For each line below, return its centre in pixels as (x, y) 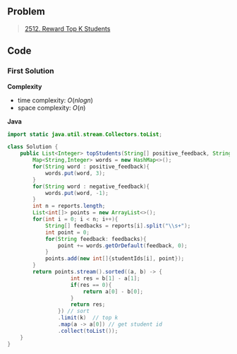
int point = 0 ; (67, 232)
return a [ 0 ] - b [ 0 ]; (113, 291)
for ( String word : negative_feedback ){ (91, 187)
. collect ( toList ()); (88, 331)
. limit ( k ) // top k (88, 318)
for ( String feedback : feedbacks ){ (96, 239)
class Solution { (33, 147)
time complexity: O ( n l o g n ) (55, 100)
